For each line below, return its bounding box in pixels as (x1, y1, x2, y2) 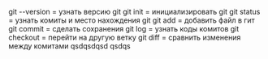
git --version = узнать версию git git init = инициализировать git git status (8, 7, 261, 16)
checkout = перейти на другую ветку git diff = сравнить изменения (8, 32, 241, 42)
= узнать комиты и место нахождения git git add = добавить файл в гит (8, 15, 255, 25)
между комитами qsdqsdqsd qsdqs (8, 41, 132, 51)
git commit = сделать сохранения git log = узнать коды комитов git (8, 24, 240, 33)
